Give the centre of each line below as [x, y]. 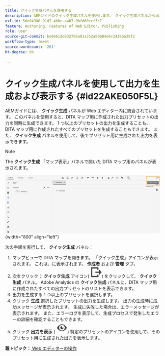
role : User [16, 31]
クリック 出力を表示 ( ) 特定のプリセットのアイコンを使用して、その [86, 331]
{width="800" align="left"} [32, 237]
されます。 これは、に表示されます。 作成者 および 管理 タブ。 [75, 264]
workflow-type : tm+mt [27, 42]
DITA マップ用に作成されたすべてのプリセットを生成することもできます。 [79, 129]
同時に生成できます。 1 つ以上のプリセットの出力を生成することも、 [82, 123]
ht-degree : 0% [20, 52]
